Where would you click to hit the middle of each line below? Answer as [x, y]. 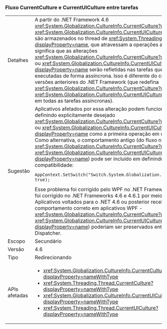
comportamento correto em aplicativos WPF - [88, 208]
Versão [16, 250]
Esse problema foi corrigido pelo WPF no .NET [89, 190]
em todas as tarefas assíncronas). [74, 101]
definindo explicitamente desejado [75, 115]
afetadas [18, 296]
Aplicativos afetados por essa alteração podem [90, 109]
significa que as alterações [66, 51]
